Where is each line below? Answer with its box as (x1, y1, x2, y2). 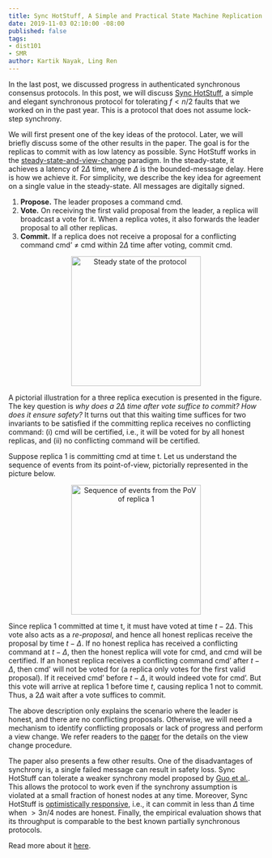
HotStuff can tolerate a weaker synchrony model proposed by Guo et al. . (8, 773, 251, 783)
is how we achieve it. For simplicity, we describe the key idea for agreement (8, 172, 261, 182)
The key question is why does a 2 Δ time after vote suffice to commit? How (8, 401, 257, 410)
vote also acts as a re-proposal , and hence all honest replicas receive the (8, 629, 253, 639)
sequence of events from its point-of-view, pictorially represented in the (8, 460, 249, 470)
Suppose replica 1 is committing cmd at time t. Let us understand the (8, 451, 237, 461)
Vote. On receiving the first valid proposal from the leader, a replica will (19, 205, 259, 215)
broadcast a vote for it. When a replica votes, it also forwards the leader (19, 214, 260, 224)
